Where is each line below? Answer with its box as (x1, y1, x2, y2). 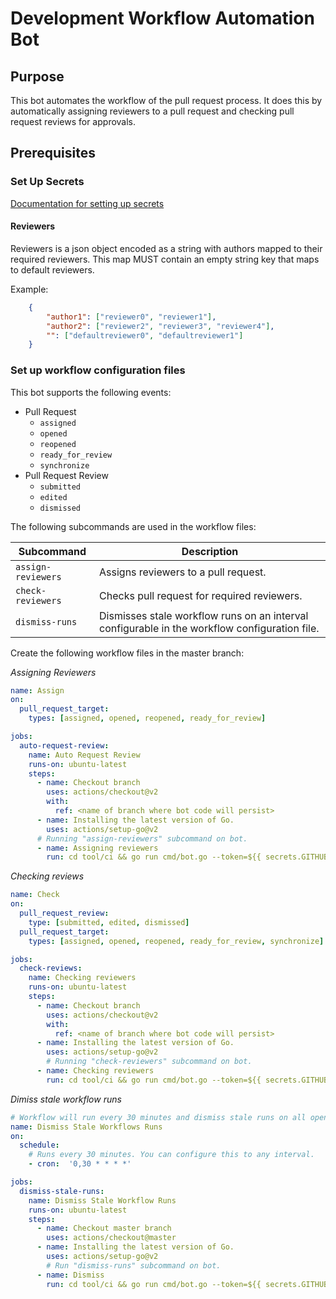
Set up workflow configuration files (10, 363, 186, 377)
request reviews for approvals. (10, 116, 137, 127)
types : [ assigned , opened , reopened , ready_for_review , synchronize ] (28, 936, 325, 946)
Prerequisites (10, 145, 96, 162)
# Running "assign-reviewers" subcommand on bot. (36, 833, 248, 844)
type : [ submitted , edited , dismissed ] (28, 917, 190, 927)
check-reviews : (19, 963, 83, 974)
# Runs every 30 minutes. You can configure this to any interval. (28, 1150, 315, 1160)
